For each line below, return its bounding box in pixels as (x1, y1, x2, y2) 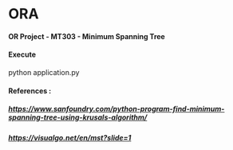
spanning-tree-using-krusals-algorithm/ (8, 112, 148, 122)
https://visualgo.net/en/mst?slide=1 (8, 132, 132, 142)
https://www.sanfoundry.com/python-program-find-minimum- (8, 105, 225, 114)
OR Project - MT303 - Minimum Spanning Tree (8, 31, 165, 41)
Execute (8, 49, 36, 60)
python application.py (8, 67, 80, 77)
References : (8, 85, 52, 96)
